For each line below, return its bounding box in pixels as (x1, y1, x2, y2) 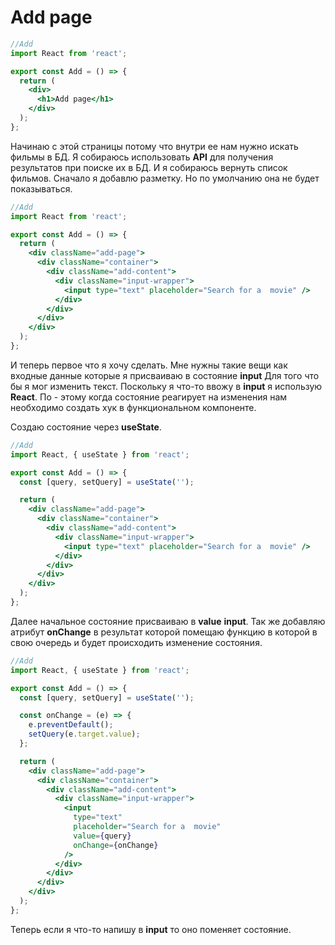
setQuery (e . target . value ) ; (28, 729, 141, 740)
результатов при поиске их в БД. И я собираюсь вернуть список (10, 161, 288, 173)
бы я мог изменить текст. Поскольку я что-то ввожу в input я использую (10, 380, 323, 392)
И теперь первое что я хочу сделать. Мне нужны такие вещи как (10, 359, 288, 371)
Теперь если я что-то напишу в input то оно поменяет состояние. (10, 923, 292, 935)
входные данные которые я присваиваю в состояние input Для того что (10, 369, 320, 381)
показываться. (10, 182, 73, 195)
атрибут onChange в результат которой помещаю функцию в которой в (10, 626, 318, 638)
